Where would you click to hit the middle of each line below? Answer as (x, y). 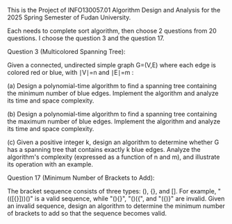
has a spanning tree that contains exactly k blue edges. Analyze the (104, 149)
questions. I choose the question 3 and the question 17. (86, 38)
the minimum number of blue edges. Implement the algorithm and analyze (113, 93)
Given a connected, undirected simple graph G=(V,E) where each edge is (112, 65)
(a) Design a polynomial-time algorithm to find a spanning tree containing (112, 86)
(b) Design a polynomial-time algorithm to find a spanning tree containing (112, 114)
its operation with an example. (50, 164)
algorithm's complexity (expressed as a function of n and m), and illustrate (114, 157)
